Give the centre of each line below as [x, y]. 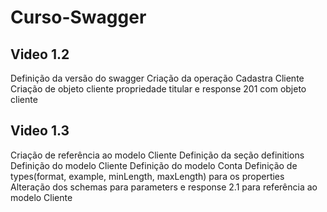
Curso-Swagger [78, 17]
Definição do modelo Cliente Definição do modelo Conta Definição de [154, 165]
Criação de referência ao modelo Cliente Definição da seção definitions [157, 155]
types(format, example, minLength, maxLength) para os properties [147, 176]
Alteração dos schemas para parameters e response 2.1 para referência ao [164, 187]
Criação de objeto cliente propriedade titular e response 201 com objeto [158, 89]
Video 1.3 [40, 131]
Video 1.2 [40, 54]
